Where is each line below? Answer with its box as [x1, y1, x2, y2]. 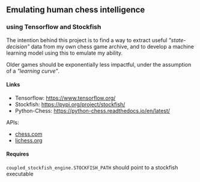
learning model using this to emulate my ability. [6, 49, 123, 56]
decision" [6, 43, 30, 50]
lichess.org [14, 136, 43, 144]
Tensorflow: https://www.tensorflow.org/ [14, 94, 116, 102]
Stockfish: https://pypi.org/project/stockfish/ [14, 100, 126, 108]
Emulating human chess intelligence [6, 5, 145, 15]
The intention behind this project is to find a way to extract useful [6, 36, 168, 44]
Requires [6, 150, 29, 158]
